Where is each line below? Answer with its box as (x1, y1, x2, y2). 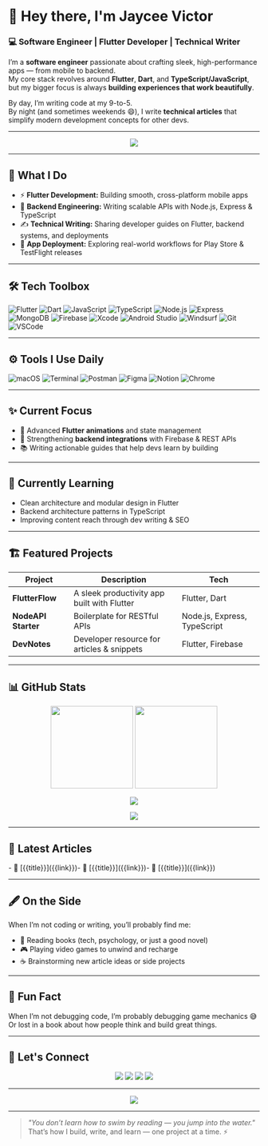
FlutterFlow (12, 593, 57, 604)
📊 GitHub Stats (8, 680, 86, 694)
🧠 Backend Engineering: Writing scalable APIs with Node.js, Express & (19, 202, 253, 211)
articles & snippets (73, 644, 144, 655)
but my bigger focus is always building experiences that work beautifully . (8, 83, 254, 93)
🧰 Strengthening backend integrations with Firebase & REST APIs (19, 433, 237, 443)
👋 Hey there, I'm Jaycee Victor (8, 7, 214, 26)
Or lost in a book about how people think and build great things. (8, 1020, 218, 1029)
